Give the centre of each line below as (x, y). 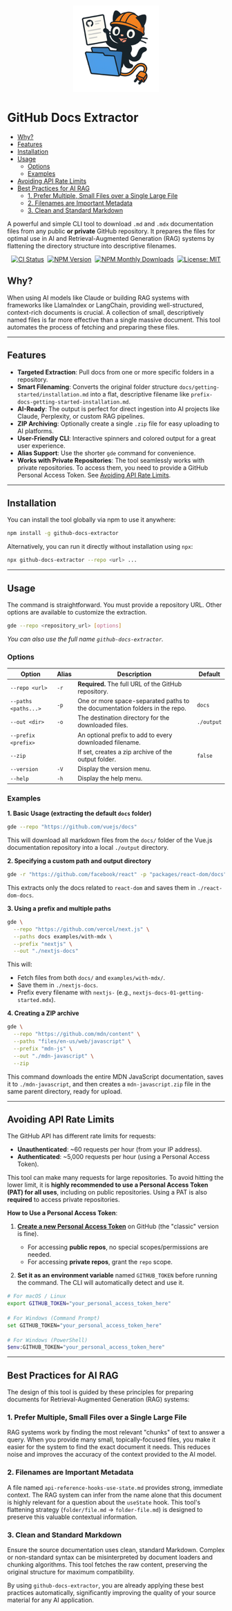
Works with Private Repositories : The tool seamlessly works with (111, 460)
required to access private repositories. (64, 1200)
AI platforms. (35, 430)
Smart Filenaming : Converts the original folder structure (97, 387)
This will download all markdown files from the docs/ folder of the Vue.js (110, 840)
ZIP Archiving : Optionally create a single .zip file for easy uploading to (118, 424)
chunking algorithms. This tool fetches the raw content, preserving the (107, 1565)
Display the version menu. (115, 769)
